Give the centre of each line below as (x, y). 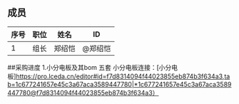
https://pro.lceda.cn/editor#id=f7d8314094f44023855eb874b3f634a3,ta (123, 76)
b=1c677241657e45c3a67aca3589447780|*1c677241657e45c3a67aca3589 (119, 84)
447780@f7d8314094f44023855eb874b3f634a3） (83, 93)
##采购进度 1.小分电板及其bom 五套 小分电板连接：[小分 (90, 67)
